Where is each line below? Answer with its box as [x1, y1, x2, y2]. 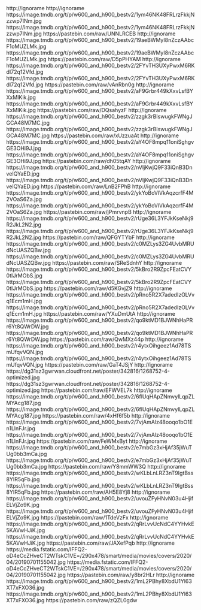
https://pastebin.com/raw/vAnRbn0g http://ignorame [44, 81, 175, 88]
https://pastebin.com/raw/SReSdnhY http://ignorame [52, 259, 182, 266]
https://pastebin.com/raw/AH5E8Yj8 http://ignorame [41, 488, 170, 496]
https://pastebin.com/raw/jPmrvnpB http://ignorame [43, 209, 172, 215]
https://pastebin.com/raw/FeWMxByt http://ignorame [36, 437, 167, 445]
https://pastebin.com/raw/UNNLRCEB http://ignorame [42, 30, 176, 37]
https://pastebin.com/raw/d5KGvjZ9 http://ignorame [44, 285, 172, 292]
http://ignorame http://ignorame [6, 5, 85, 11]
